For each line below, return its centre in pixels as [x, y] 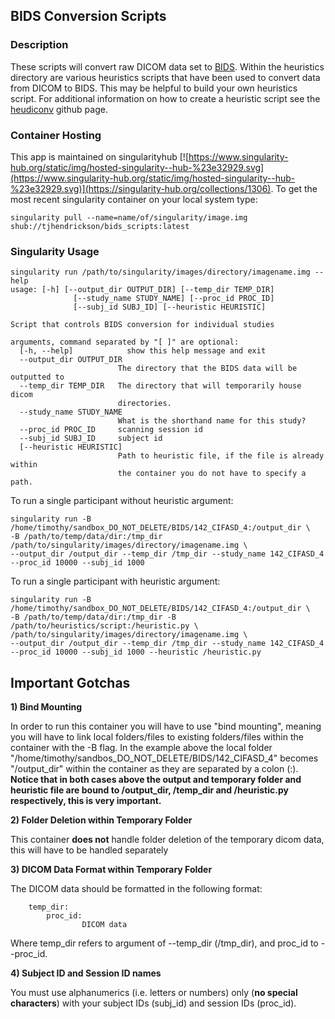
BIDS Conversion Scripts [88, 16]
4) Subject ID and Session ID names [86, 973]
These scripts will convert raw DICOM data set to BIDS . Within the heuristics [167, 66]
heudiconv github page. [59, 109]
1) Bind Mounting [46, 707]
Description [39, 45]
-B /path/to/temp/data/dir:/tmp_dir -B [93, 617]
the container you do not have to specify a [212, 474]
